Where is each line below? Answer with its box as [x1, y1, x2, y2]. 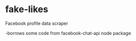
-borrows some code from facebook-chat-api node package [5, 30, 131, 36]
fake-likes [5, 4, 49, 15]
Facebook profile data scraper [5, 20, 68, 26]
